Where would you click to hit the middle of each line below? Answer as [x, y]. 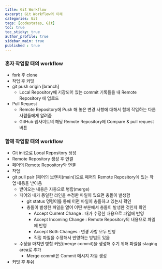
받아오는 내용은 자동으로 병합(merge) [54, 189]
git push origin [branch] [36, 86]
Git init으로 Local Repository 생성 [44, 153]
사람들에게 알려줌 [36, 115]
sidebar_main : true [25, 41]
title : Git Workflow [26, 9]
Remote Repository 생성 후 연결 [43, 159]
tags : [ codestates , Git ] [30, 23]
